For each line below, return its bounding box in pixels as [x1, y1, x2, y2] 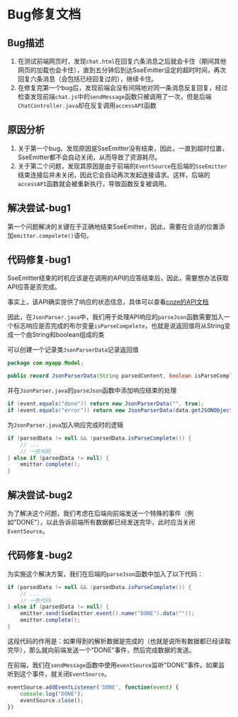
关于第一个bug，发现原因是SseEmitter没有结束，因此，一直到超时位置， [17, 144, 229, 152]
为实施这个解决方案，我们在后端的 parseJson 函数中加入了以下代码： [7, 569, 204, 578]
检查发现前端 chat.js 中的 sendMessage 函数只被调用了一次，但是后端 [17, 93, 212, 101]
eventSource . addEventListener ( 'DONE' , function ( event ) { [7, 684, 179, 691]
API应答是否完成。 [7, 282, 62, 291]
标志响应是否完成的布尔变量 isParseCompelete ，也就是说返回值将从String [13, 321, 225, 330]
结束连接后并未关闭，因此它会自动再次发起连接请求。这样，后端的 [17, 171, 210, 179]
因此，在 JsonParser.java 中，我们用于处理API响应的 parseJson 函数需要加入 [7, 313, 225, 321]
